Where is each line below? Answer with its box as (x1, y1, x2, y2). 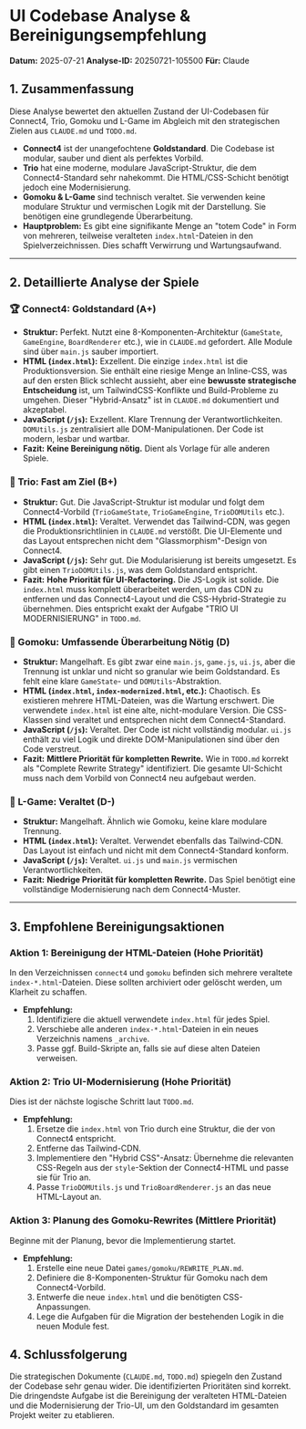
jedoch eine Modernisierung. (22, 182, 131, 193)
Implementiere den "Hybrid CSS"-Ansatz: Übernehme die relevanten (36, 1153, 294, 1163)
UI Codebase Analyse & (9, 5, 191, 26)
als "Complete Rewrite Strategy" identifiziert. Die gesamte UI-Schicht (22, 763, 282, 774)
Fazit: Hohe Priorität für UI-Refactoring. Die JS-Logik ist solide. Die (22, 574, 280, 585)
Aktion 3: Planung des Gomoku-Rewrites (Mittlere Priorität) (9, 1215, 277, 1227)
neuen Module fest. (36, 1320, 109, 1331)
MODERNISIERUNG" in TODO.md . (22, 612, 141, 623)
